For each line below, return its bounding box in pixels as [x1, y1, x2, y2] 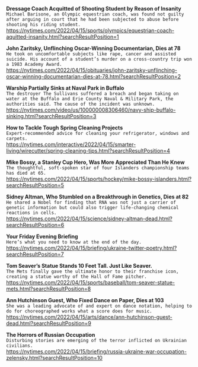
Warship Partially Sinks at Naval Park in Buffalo [6, 84, 124, 91]
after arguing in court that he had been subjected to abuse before [6, 17, 179, 23]
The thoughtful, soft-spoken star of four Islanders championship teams [6, 165, 190, 171]
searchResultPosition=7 [6, 251, 64, 258]
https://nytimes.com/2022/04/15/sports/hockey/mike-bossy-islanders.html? [6, 175, 191, 182]
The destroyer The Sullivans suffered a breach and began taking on [6, 91, 179, 97]
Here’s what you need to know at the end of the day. [6, 239, 142, 245]
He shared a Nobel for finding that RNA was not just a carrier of [6, 200, 177, 205]
